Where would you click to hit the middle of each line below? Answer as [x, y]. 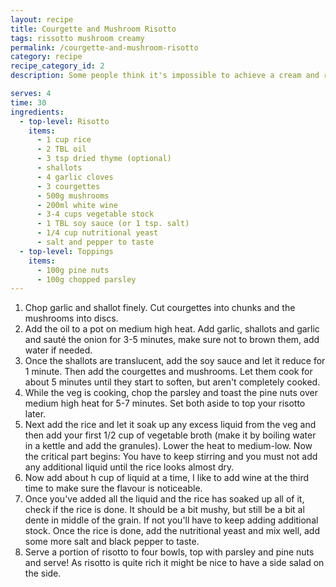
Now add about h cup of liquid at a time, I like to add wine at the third [167, 478]
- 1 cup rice [64, 140]
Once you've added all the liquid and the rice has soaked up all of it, [164, 499]
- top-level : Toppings [66, 251]
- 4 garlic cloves [75, 177]
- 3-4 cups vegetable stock [95, 214]
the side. [43, 573]
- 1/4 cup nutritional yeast [97, 233]
